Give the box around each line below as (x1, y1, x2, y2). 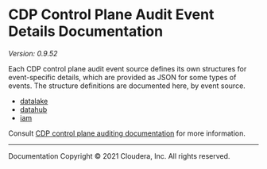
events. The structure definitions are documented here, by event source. (8, 81, 246, 90)
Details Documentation (8, 22, 164, 40)
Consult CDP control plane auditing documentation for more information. (8, 129, 246, 138)
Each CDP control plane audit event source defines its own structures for (8, 63, 247, 73)
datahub (19, 105, 48, 114)
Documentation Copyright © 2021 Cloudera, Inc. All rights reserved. (8, 151, 230, 160)
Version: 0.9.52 (8, 48, 58, 58)
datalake (19, 96, 48, 106)
